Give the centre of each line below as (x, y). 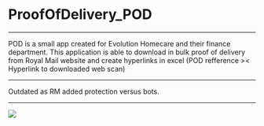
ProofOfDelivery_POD (80, 15)
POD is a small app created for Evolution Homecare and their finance (119, 43)
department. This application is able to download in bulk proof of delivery (127, 52)
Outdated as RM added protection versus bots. (84, 91)
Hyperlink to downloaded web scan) (67, 69)
